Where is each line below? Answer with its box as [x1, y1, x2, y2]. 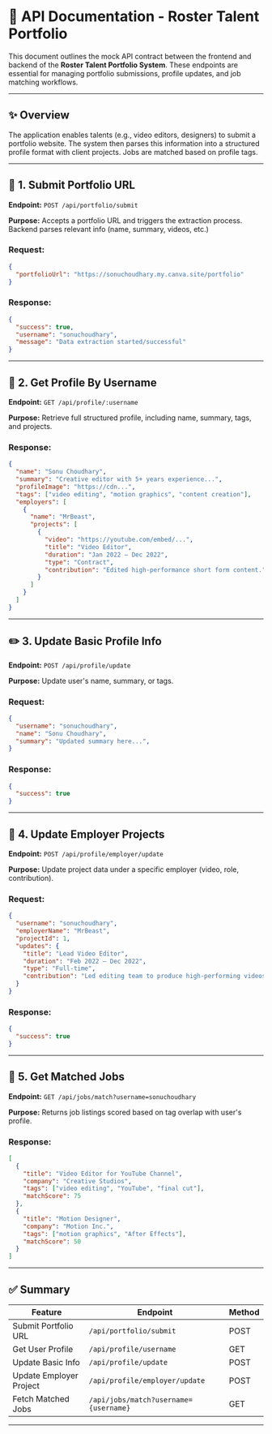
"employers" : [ [15, 498, 67, 506]
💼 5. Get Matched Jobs [8, 1070, 125, 1084]
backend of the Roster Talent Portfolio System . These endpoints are [8, 60, 239, 70]
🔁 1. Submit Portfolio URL [8, 178, 136, 192]
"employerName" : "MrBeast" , [15, 927, 111, 935]
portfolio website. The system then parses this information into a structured [8, 138, 261, 148]
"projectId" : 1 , [15, 934, 70, 942]
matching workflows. [8, 77, 79, 87]
